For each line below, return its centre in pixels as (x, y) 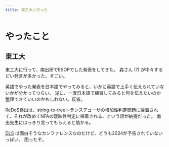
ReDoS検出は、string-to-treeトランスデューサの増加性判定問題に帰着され (82, 110)
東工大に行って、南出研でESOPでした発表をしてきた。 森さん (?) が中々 (80, 69)
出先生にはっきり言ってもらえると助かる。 (49, 122)
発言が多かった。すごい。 (40, 76)
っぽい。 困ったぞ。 (26, 139)
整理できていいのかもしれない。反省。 (45, 99)
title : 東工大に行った (27, 10)
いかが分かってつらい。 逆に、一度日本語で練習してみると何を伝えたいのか (83, 93)
